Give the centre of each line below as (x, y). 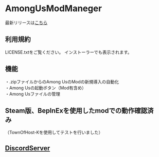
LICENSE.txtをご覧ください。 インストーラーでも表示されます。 (69, 52)
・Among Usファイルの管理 (33, 94)
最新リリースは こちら (26, 22)
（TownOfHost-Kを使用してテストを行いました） (54, 133)
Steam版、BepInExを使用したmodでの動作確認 (76, 110)
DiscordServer (27, 148)
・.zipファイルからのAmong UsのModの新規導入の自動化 (62, 81)
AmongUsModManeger (53, 9)
